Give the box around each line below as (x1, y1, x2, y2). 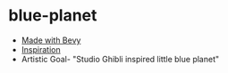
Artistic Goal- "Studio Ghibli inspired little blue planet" (21, 53, 220, 64)
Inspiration (21, 44, 61, 54)
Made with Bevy (21, 35, 81, 45)
